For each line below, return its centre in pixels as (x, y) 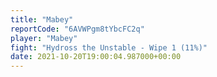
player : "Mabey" (44, 38)
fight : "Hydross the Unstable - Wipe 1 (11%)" (109, 47)
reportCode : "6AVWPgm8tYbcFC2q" (77, 29)
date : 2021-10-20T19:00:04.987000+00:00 (96, 57)
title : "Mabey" (42, 19)
